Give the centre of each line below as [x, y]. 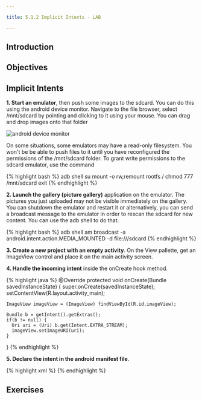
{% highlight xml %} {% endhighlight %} [56, 371]
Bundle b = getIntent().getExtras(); [54, 315]
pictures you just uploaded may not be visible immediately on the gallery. [97, 201]
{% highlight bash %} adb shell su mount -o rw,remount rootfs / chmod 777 [100, 177]
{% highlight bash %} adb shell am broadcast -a [66, 232]
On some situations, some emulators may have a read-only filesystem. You [99, 145]
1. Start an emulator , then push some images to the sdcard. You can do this [100, 103]
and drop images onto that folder [47, 122]
